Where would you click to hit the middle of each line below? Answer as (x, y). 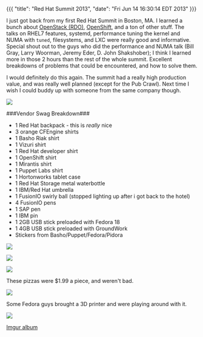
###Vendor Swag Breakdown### (48, 114)
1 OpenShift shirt (36, 158)
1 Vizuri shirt (31, 145)
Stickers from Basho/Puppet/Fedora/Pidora (69, 235)
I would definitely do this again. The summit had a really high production (96, 77)
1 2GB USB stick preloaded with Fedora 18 (67, 222)
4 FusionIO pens (35, 203)
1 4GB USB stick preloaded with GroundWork (71, 228)
